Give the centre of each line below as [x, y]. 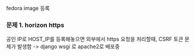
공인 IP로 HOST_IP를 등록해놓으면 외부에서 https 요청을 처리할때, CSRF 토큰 [95, 39]
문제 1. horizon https [35, 25]
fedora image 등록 [28, 8]
